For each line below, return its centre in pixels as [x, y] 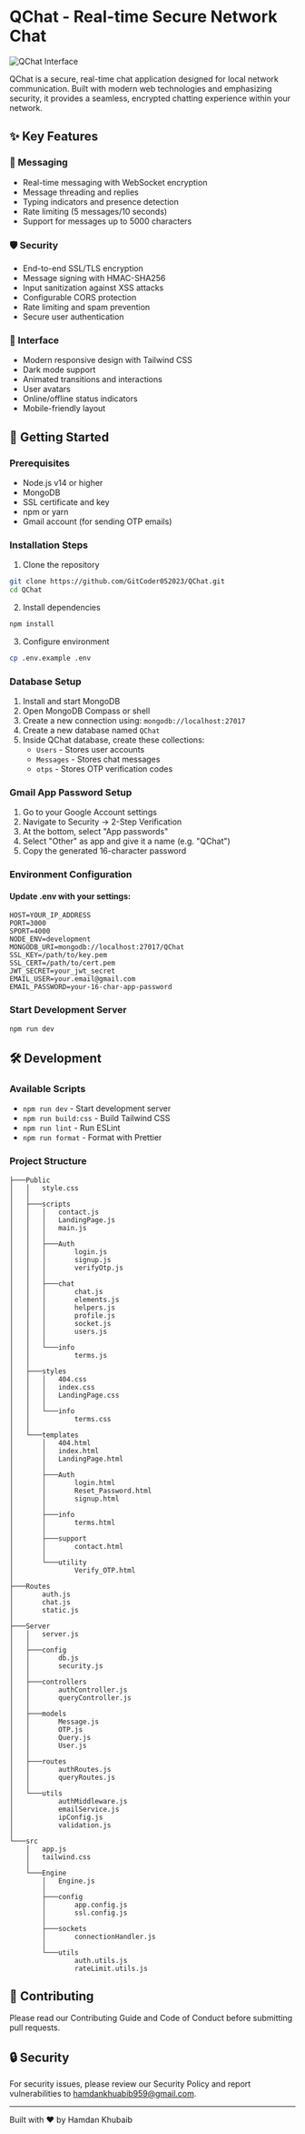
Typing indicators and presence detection [100, 201]
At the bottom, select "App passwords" [95, 832]
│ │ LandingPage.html [67, 1459]
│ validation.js [60, 1825]
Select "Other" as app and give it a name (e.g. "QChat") [127, 841]
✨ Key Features [54, 137]
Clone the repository [61, 565]
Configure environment [66, 641]
